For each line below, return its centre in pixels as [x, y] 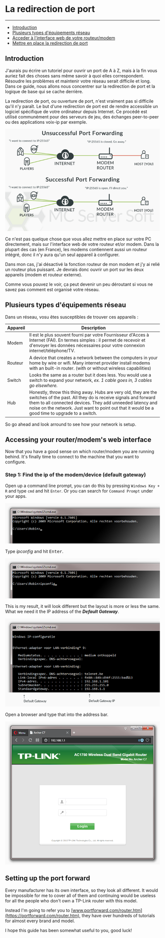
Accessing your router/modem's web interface [78, 439]
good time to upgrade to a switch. [63, 413]
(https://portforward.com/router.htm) [42, 915]
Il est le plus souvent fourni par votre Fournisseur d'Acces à [89, 335]
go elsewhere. [43, 385]
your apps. [16, 496]
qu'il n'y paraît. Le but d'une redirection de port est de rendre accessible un [82, 106]
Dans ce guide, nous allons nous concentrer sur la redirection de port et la [80, 86]
